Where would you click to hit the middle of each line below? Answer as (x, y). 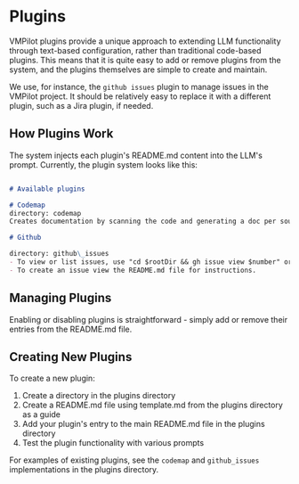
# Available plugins (48, 189)
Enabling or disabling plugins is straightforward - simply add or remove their (148, 319)
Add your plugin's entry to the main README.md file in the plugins (143, 424)
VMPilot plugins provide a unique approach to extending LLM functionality (145, 41)
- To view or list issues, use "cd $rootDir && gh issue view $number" (145, 262)
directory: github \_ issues (59, 254)
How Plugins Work (61, 134)
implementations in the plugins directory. (84, 470)
